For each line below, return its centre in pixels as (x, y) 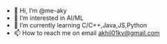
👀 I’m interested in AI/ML (49, 18)
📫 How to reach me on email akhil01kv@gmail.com (87, 33)
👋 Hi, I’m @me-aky (40, 11)
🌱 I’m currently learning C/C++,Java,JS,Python (80, 25)
